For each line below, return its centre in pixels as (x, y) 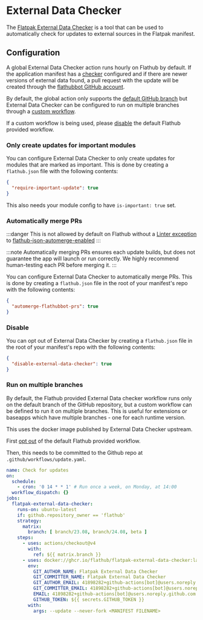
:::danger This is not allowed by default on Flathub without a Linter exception (101, 234)
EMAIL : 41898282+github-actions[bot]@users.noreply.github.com (114, 594)
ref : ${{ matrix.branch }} (67, 555)
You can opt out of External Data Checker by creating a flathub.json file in (99, 340)
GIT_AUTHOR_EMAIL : (56, 583)
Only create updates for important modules (71, 145)
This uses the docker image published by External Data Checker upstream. (99, 429)
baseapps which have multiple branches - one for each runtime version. (96, 417)
